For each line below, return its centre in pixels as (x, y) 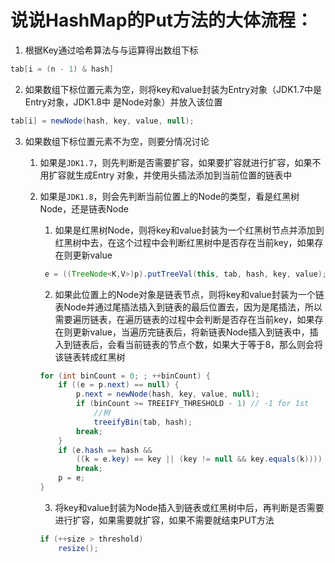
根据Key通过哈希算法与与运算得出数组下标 (111, 50)
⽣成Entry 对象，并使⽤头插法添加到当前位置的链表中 (183, 175)
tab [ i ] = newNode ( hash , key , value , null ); (102, 121)
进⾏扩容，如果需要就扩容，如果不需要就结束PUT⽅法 (164, 520)
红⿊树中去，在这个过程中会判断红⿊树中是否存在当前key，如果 (184, 242)
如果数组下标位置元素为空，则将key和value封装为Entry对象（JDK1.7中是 (173, 89)
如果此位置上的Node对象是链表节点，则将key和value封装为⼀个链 (189, 294)
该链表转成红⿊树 (90, 357)
